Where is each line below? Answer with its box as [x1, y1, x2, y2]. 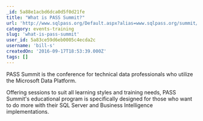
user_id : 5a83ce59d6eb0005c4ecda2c [6, 37, 96, 43]
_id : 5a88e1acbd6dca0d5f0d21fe [6, 8, 85, 15]
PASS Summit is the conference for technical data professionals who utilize [6, 70, 193, 77]
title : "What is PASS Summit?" [6, 15, 85, 21]
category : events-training [6, 25, 74, 32]
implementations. [6, 108, 50, 115]
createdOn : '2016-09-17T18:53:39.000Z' [6, 48, 107, 54]
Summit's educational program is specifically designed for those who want [6, 95, 192, 102]
